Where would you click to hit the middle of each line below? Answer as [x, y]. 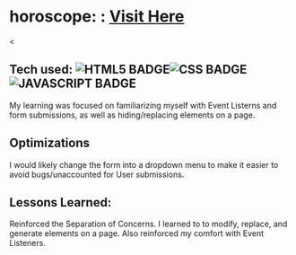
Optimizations [49, 143]
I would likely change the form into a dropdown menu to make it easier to [144, 164]
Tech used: [41, 70]
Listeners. [28, 243]
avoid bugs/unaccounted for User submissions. [97, 174]
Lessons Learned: [61, 202]
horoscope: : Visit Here [97, 17]
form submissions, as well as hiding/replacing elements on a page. [132, 115]
